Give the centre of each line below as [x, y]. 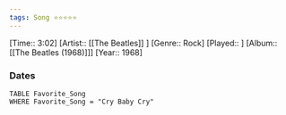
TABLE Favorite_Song [48, 94]
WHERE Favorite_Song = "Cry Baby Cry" [82, 102]
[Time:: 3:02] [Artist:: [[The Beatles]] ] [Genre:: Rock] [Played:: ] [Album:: [143, 43]
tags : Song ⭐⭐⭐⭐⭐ [43, 17]
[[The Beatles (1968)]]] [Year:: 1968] [76, 52]
